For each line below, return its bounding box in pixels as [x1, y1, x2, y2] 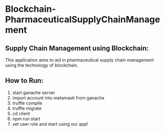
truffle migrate [12, 105, 42, 111]
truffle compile [12, 100, 43, 106]
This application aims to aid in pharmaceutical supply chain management [5, 57, 154, 63]
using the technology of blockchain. [5, 63, 78, 68]
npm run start [12, 116, 41, 122]
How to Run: [5, 76, 44, 85]
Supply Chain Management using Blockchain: [5, 44, 149, 52]
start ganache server [12, 90, 55, 96]
